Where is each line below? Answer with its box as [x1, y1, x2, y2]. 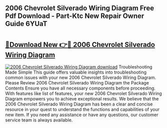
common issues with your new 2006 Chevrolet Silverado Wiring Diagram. [5, 74, 156, 80]
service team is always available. [5, 117, 73, 123]
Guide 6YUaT [5, 19, 47, 28]
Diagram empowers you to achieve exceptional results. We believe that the [5, 96, 159, 101]
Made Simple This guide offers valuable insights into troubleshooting [5, 69, 146, 75]
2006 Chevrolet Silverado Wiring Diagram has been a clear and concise [5, 101, 153, 107]
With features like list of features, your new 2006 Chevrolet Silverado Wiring [5, 90, 162, 96]
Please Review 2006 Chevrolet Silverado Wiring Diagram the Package [5, 80, 149, 85]
